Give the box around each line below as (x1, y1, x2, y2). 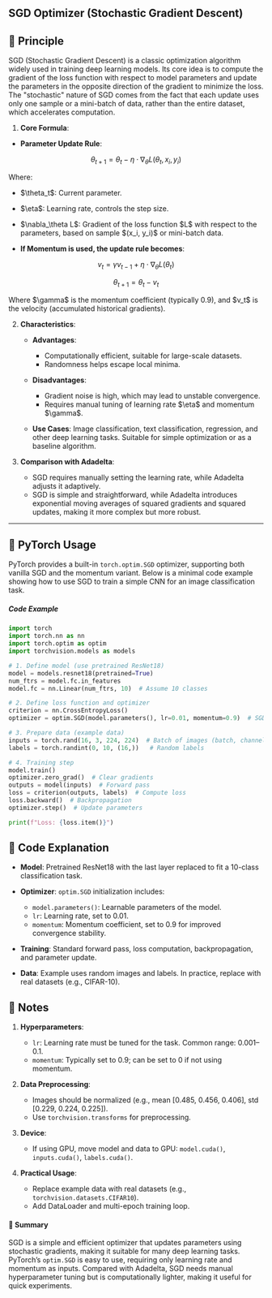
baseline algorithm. (32, 441, 97, 451)
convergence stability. (32, 929, 107, 938)
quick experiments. (8, 1281, 73, 1291)
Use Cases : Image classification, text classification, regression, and (32, 424, 258, 433)
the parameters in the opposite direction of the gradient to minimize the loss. (8, 81, 264, 92)
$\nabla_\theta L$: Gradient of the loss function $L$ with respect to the (19, 219, 257, 229)
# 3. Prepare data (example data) (8, 729, 125, 737)
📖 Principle (8, 34, 65, 48)
